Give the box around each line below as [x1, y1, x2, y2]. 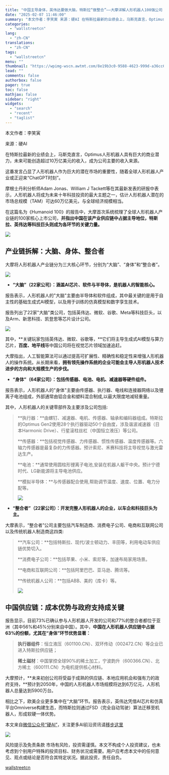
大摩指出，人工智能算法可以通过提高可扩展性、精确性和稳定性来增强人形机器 [5, 353, 164, 359]
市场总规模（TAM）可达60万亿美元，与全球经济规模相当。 [5, 198, 126, 204]
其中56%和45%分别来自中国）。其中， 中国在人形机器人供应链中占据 [14, 624, 155, 630]
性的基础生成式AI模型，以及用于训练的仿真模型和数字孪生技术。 [9, 298, 142, 304]
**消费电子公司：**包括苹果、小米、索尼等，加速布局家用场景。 [17, 556, 150, 562]
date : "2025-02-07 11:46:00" [5, 12, 66, 17]
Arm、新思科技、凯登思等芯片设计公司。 [9, 316, 94, 322]
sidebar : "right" [5, 96, 42, 101]
